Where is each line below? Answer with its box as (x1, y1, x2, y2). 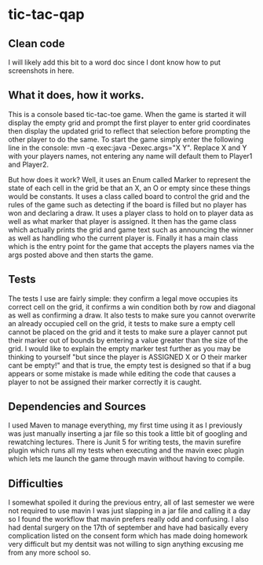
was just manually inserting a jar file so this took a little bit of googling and (8, 429, 247, 438)
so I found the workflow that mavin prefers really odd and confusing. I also (8, 515, 249, 524)
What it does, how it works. (8, 89, 144, 102)
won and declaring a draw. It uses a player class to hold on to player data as (8, 208, 254, 218)
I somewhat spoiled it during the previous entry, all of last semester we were (8, 497, 255, 508)
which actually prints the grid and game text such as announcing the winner (8, 225, 254, 234)
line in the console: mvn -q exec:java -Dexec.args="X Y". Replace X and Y (8, 143, 247, 152)
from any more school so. (8, 548, 91, 557)
